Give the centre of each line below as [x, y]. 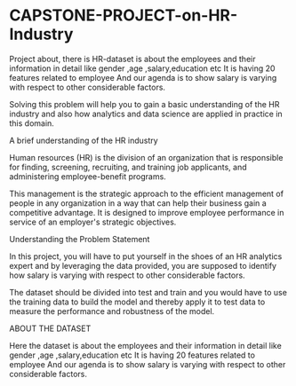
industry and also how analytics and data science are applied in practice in [146, 114]
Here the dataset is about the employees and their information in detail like [145, 345]
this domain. [32, 123]
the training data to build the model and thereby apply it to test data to [137, 302]
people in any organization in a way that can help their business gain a [138, 203]
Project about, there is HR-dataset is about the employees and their [132, 59]
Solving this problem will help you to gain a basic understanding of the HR [144, 104]
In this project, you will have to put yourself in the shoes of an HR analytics [146, 256]
